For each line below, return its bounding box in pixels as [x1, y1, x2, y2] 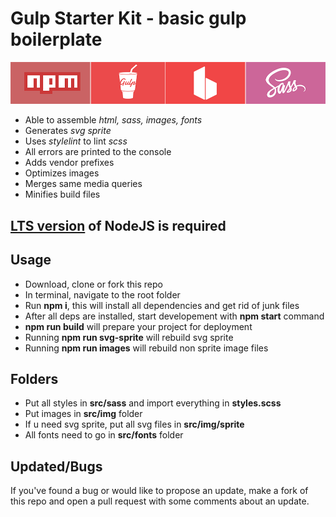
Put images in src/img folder [24, 408, 143, 420]
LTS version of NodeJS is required [10, 217, 227, 234]
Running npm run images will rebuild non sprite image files [24, 342, 269, 354]
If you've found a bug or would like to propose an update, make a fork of [10, 485, 309, 497]
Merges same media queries [24, 178, 143, 190]
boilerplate [10, 28, 103, 51]
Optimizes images [24, 167, 100, 179]
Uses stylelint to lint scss [24, 135, 128, 147]
